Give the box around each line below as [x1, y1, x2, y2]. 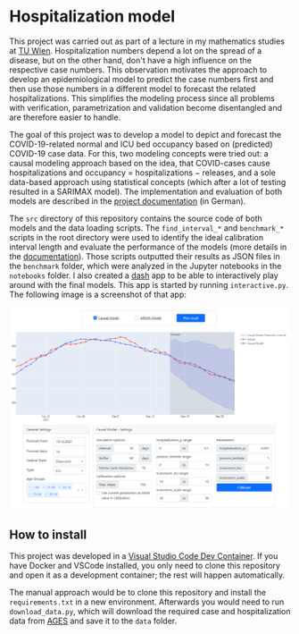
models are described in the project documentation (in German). [9, 195, 246, 207]
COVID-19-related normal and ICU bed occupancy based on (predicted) [9, 139, 274, 149]
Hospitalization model [9, 6, 176, 27]
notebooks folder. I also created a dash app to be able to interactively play [9, 270, 278, 281]
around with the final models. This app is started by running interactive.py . [9, 279, 288, 290]
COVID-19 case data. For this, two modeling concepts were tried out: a [9, 148, 270, 158]
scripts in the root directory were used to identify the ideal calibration [9, 232, 264, 242]
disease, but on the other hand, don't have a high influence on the [9, 55, 253, 65]
